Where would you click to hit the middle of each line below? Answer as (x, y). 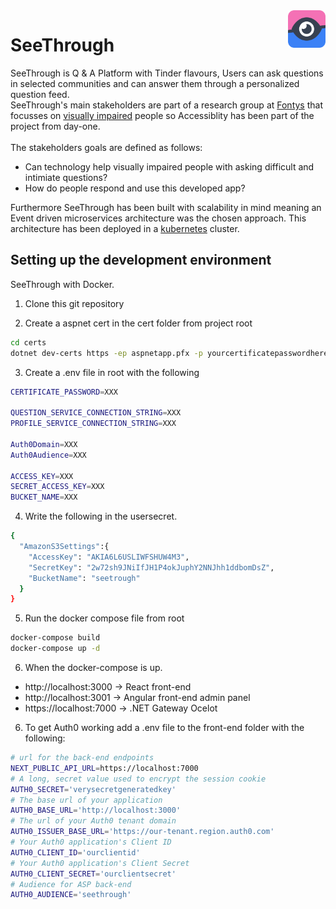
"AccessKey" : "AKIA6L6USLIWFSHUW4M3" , (109, 557)
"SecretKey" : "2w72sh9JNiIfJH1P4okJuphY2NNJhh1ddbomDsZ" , (151, 567)
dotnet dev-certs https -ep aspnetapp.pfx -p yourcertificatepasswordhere (169, 353)
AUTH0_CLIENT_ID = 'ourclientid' (75, 852)
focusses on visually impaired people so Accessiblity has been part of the (162, 115)
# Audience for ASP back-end (71, 884)
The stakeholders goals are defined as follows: (106, 147)
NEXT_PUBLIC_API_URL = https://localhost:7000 (104, 768)
